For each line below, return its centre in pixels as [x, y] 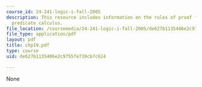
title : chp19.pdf [28, 46]
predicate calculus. [37, 23]
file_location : [25, 28]
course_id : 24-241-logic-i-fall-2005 [54, 12]
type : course [23, 51]
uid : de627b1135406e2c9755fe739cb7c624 [56, 56]
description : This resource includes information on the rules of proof [99, 17]
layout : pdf [21, 40]
